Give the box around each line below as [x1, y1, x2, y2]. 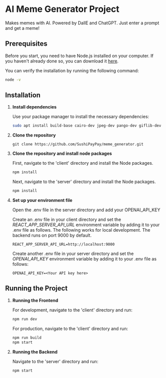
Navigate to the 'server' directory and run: [12, 358, 99, 364]
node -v [5, 77, 21, 82]
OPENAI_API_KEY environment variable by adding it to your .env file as [12, 256, 157, 262]
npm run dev [12, 316, 37, 321]
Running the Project [5, 284, 68, 293]
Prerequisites [5, 40, 48, 48]
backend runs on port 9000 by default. [12, 232, 92, 239]
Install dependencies [12, 104, 57, 110]
